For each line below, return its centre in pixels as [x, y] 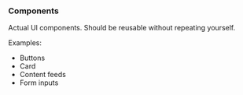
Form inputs [39, 83]
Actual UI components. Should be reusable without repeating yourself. [122, 28]
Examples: [25, 43]
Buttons [32, 58]
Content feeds [43, 75]
